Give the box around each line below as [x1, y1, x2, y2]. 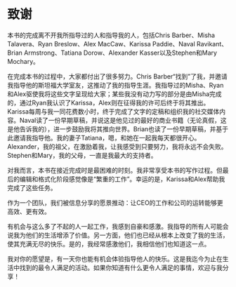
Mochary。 [7, 57, 40, 65]
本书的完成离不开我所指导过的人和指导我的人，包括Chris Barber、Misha [7, 31, 216, 39]
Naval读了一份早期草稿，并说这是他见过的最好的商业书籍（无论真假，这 [19, 116, 227, 124]
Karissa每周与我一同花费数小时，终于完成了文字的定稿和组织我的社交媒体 [7, 107, 220, 116]
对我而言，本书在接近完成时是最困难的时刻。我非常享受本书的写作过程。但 [7, 166, 223, 174]
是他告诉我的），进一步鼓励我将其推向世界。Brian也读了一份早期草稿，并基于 [7, 124, 229, 133]
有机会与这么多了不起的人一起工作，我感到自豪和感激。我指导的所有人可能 [7, 222, 223, 230]
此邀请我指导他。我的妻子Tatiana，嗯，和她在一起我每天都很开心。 [7, 133, 201, 142]
